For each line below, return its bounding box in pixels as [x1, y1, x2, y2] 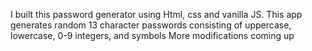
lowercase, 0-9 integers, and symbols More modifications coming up [10, 30, 295, 41]
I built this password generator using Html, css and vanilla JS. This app [10, 9, 303, 20]
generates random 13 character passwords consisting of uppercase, [10, 19, 292, 31]
